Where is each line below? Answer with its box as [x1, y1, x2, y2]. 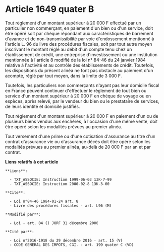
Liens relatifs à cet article [5, 159, 58, 165]
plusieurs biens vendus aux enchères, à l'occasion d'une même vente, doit [5, 118, 158, 124]
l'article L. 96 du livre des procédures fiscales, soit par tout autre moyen [5, 41, 153, 47]
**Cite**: [5, 190, 26, 195]
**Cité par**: [5, 229, 35, 234]
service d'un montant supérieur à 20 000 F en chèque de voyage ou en [5, 93, 151, 99]
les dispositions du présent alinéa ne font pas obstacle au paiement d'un [5, 67, 154, 73]
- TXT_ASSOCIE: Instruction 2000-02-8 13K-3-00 [9, 181, 110, 186]
